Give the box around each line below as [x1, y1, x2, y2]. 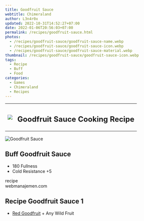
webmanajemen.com [5, 183, 48, 189]
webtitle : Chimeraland [5, 12, 51, 17]
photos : [5, 35, 21, 40]
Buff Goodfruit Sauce [5, 150, 71, 158]
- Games [9, 80, 25, 85]
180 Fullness [12, 163, 38, 169]
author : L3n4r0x [5, 16, 38, 21]
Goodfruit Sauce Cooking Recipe [17, 114, 135, 124]
